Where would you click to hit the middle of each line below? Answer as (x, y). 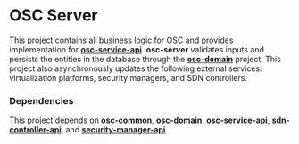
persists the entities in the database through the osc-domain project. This (145, 59)
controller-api (36, 130)
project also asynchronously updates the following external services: (136, 68)
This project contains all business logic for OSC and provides (121, 40)
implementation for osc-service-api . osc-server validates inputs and (137, 49)
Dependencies (42, 100)
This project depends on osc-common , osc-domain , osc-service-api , (140, 120)
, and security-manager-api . (114, 130)
